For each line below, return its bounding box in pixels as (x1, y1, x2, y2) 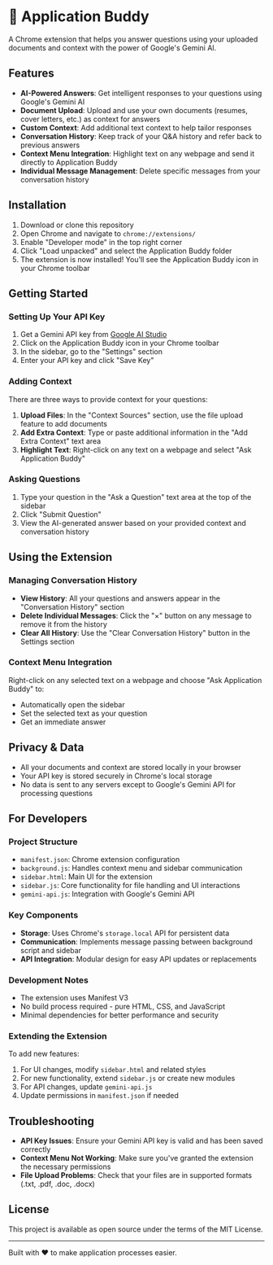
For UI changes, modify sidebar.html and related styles (19, 1065, 206, 1075)
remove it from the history (19, 619, 108, 629)
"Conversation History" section (19, 602, 124, 611)
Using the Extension (8, 550, 113, 564)
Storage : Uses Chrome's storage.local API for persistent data (19, 928, 230, 938)
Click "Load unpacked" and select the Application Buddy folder (19, 246, 232, 256)
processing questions (19, 788, 93, 798)
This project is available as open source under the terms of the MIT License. (8, 1224, 263, 1234)
